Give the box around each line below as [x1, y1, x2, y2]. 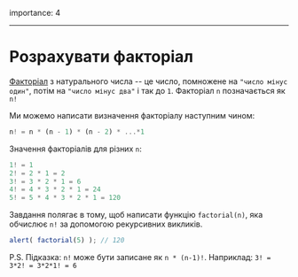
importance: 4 [9, 8, 61, 18]
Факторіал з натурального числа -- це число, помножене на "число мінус [9, 75, 288, 87]
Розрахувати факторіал [9, 47, 193, 67]
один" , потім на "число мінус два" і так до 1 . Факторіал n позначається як [9, 85, 286, 96]
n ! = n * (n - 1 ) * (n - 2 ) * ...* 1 [9, 127, 145, 136]
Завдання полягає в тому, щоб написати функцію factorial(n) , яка [9, 210, 263, 220]
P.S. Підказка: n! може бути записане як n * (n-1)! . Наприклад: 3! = [9, 252, 271, 263]
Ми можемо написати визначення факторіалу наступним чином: [9, 110, 255, 120]
